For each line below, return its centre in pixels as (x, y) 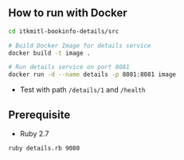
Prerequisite (39, 114)
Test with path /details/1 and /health (82, 90)
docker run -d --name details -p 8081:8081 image (92, 74)
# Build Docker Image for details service (80, 46)
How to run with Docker (68, 13)
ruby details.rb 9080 (44, 148)
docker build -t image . (49, 53)
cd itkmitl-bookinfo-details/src (64, 31)
